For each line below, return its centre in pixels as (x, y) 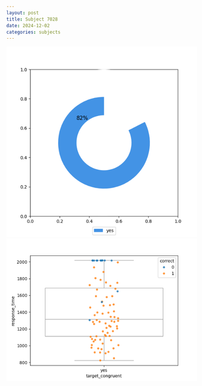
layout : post (23, 13)
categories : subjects (34, 32)
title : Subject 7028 (32, 19)
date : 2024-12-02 (28, 25)
